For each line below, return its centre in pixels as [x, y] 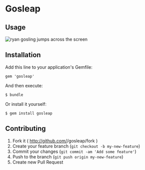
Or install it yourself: [26, 104]
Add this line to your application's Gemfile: [49, 67]
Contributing [25, 129]
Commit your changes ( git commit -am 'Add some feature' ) [74, 151]
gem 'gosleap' [20, 76]
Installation [23, 55]
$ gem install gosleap [29, 113]
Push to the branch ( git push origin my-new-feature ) [68, 156]
